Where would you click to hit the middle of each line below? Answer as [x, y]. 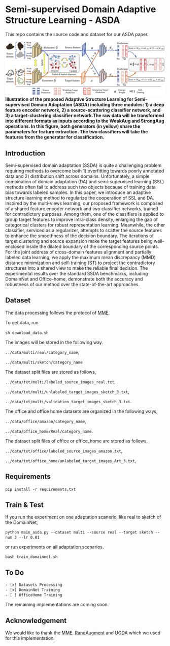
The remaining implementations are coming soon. [57, 605]
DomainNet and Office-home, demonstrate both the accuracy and [74, 279]
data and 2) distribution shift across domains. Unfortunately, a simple [77, 176]
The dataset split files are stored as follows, [51, 372]
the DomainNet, [22, 522]
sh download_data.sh [27, 333]
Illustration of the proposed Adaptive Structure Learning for [69, 99]
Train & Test [25, 505]
